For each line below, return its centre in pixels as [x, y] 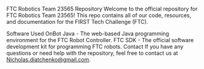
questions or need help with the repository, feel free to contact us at [92, 53]
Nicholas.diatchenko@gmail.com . [48, 60]
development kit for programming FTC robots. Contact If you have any [95, 46]
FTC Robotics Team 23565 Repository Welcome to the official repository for [102, 9]
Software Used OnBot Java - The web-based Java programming [88, 34]
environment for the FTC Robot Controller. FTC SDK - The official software [100, 40]
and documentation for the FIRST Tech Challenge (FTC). [77, 22]
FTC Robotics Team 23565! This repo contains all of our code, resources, [99, 15]
